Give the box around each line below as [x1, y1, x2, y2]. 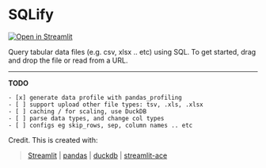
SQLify [8, 6, 54, 24]
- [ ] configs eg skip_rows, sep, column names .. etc [8, 121, 193, 129]
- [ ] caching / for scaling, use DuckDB [8, 107, 147, 116]
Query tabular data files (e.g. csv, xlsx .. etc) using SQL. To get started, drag [8, 47, 256, 56]
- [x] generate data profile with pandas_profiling [8, 94, 182, 101]
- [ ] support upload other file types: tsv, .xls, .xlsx [8, 101, 203, 109]
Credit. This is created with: [8, 135, 98, 144]
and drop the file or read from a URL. [8, 55, 128, 65]
